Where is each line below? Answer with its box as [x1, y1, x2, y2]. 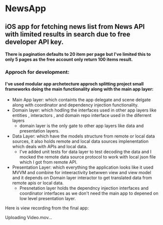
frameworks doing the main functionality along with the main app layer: [5, 86, 154, 92]
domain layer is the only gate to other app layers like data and [19, 123, 144, 129]
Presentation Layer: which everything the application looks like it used [12, 164, 154, 170]
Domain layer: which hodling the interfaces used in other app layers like [12, 107, 157, 113]
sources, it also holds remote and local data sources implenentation [12, 138, 149, 144]
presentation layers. [19, 128, 60, 134]
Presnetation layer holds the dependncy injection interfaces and [19, 185, 149, 191]
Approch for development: [5, 69, 70, 76]
